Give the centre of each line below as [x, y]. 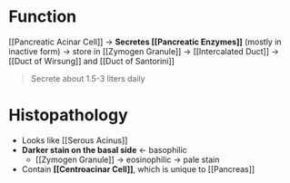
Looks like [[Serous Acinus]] [75, 140]
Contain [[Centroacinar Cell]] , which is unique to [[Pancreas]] [138, 169]
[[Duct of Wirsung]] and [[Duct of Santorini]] [91, 61]
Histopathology [68, 116]
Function [43, 17]
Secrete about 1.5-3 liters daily [88, 78]
